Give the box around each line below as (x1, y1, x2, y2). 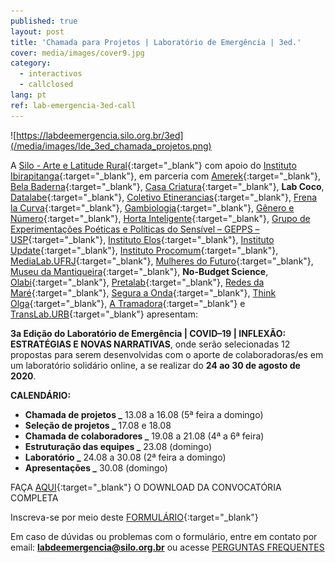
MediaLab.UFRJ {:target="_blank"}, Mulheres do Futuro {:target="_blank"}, (10, 255, 314, 267)
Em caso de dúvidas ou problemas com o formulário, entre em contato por (10, 530, 318, 542)
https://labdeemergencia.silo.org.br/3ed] (16, 129, 184, 141)
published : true (10, 16, 78, 26)
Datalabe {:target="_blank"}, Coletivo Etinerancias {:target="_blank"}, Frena (10, 191, 318, 203)
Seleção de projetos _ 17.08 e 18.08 (24, 419, 172, 431)
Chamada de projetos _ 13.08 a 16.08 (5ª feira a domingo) (24, 408, 264, 420)
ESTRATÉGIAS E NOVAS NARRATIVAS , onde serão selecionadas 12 (10, 338, 291, 350)
